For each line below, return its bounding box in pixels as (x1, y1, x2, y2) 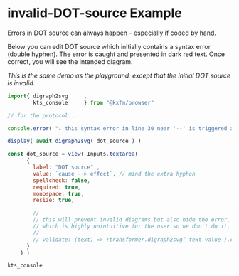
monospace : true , (33, 190, 84, 197)
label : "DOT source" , (33, 164, 100, 171)
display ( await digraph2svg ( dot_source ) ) (7, 137, 142, 145)
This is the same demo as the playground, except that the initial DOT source (7, 71, 231, 80)
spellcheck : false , (33, 176, 91, 184)
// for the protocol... (7, 112, 78, 119)
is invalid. (7, 78, 36, 87)
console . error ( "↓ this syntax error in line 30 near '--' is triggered (7, 124, 228, 132)
